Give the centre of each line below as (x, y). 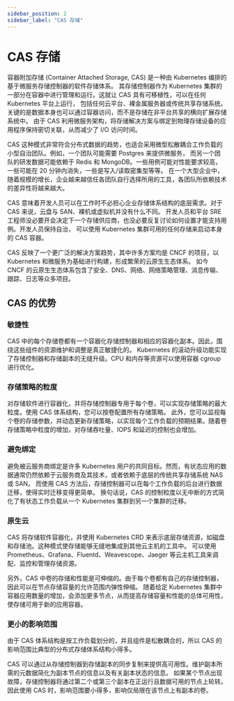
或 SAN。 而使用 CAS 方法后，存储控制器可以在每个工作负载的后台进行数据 (115, 483)
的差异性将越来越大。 (38, 188)
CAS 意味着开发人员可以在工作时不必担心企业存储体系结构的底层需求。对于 (115, 203)
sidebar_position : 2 (37, 14)
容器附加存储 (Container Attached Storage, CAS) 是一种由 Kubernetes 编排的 (117, 77)
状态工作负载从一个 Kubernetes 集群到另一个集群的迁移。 (108, 501)
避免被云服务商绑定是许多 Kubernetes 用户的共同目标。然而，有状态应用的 (114, 466)
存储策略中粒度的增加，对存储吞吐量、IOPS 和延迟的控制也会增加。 (104, 430)
